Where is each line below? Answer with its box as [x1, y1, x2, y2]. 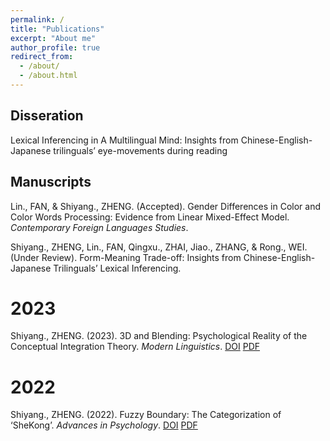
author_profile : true [10, 42, 101, 53]
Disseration [10, 107, 84, 125]
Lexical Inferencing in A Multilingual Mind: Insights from [10, 134, 239, 146]
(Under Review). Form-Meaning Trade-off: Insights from [10, 251, 242, 263]
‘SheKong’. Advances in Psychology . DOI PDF [10, 419, 198, 431]
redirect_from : [10, 52, 74, 62]
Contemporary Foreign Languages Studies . [10, 221, 189, 233]
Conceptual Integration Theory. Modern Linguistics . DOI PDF [10, 341, 261, 353]
